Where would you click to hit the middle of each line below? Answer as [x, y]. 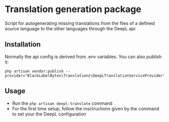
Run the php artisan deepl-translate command [62, 103]
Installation [23, 45]
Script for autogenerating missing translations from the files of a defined [80, 23]
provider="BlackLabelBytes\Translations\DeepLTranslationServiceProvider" [85, 76]
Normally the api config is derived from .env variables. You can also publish [83, 56]
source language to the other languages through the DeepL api [70, 28]
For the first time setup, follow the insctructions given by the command [86, 108]
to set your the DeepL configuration [49, 114]
